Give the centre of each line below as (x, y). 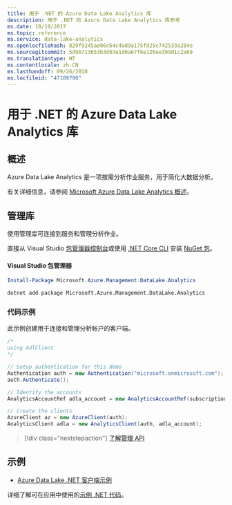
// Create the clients (40, 411)
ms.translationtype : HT (41, 59)
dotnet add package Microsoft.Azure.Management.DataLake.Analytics (106, 293)
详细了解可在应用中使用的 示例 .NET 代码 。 (67, 495)
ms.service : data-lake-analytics (55, 39)
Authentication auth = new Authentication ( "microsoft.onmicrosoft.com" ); (116, 373)
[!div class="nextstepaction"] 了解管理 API (84, 438)
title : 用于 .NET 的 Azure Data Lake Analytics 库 (79, 13)
